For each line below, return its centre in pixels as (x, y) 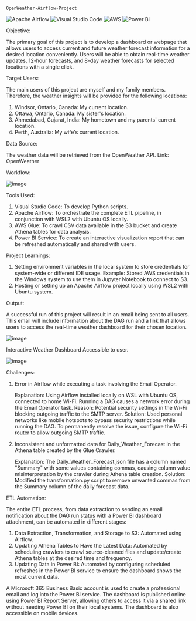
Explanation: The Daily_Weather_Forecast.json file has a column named (100, 462)
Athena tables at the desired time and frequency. (73, 558)
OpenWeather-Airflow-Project (42, 8)
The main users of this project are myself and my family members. (86, 90)
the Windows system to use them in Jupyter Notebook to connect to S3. (102, 279)
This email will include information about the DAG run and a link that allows (96, 321)
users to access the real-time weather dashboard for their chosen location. (97, 327)
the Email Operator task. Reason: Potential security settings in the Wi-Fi (101, 408)
